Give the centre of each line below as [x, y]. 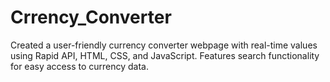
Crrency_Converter [91, 17]
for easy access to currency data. [79, 66]
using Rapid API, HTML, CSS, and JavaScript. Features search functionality [165, 55]
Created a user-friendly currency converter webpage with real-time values [164, 45]
